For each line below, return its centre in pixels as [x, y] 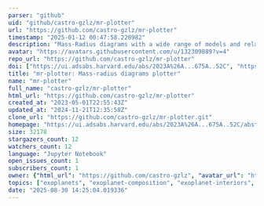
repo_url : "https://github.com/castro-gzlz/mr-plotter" [101, 60]
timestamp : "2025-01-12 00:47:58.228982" [77, 37]
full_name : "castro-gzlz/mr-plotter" [70, 88]
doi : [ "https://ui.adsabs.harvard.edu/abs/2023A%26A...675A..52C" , [121, 67]
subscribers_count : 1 [44, 168]
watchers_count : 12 [40, 146]
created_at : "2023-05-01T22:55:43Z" [68, 103]
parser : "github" [37, 15]
